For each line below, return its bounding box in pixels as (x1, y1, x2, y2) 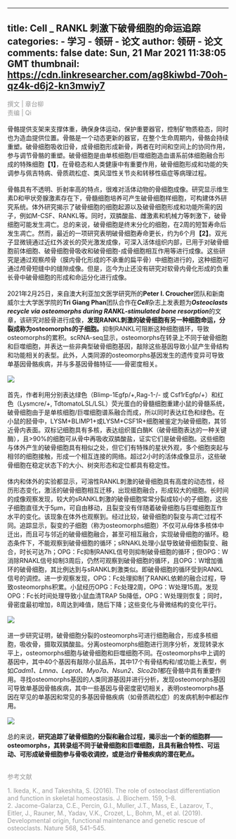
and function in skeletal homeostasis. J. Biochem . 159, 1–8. (7, 793, 177, 802)
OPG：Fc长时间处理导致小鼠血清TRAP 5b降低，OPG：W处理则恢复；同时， (7, 591, 226, 600)
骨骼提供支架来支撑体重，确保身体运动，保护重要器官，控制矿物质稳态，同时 (7, 125, 229, 133)
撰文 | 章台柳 (7, 99, 44, 108)
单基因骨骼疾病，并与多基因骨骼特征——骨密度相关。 (7, 360, 162, 368)
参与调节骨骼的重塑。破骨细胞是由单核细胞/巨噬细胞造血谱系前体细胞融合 (7, 151, 219, 159)
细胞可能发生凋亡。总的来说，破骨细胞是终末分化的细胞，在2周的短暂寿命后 (7, 220, 227, 229)
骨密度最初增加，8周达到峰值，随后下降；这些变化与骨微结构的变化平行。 (7, 600, 221, 609)
